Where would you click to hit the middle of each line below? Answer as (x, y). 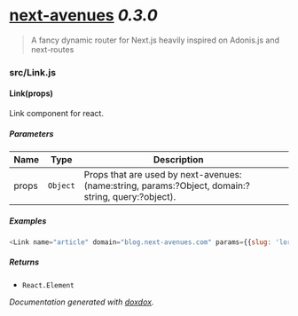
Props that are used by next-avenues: (163, 175)
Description (179, 160)
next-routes (52, 49)
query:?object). (144, 197)
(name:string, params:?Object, (147, 186)
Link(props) (31, 93)
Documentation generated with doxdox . (82, 302)
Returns (24, 262)
